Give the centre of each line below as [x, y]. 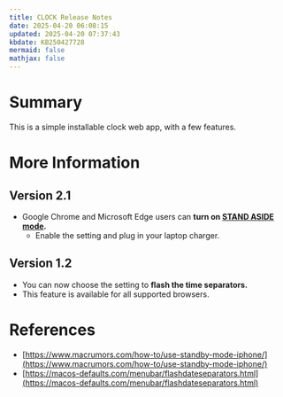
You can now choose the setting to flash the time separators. [134, 284]
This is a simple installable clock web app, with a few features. [123, 127]
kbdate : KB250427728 [47, 42]
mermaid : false [37, 51]
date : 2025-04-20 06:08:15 [59, 26]
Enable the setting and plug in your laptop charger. [127, 235]
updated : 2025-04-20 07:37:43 [65, 34]
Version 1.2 [41, 264]
